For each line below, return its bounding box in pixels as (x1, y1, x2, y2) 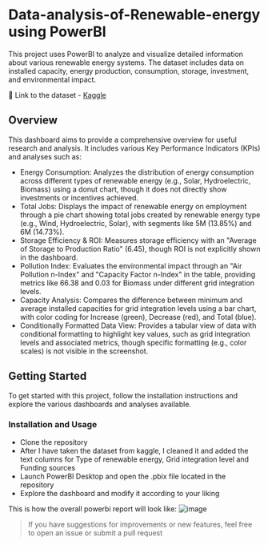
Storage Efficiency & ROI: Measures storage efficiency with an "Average (19, 235, 258, 245)
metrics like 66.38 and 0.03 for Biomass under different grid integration (19, 278, 254, 288)
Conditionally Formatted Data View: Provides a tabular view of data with (19, 321, 257, 330)
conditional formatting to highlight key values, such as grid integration (19, 329, 250, 338)
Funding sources (19, 462, 76, 472)
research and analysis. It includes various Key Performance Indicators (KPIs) (8, 143, 261, 153)
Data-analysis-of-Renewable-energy (8, 6, 261, 24)
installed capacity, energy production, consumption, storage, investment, (8, 66, 250, 75)
